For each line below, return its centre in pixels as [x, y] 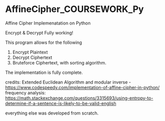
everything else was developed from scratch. [52, 113]
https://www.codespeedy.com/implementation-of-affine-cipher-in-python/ [82, 87]
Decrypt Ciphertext [32, 57]
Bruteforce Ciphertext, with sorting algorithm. [59, 62]
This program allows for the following [44, 42]
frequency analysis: [26, 92]
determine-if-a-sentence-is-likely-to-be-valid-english [61, 103]
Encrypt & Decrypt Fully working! [39, 32]
